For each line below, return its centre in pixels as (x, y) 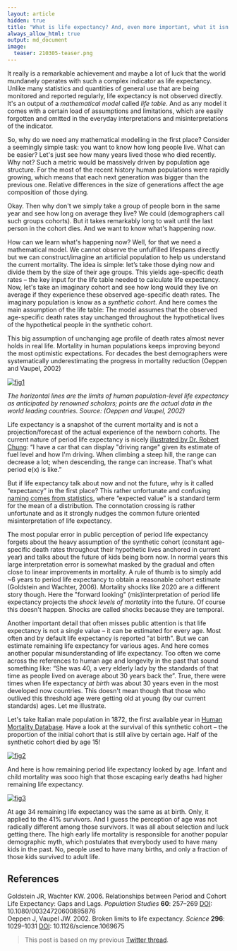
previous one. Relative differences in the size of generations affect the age (116, 184)
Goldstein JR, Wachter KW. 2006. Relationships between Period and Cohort (117, 896)
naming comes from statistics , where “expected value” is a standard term (114, 498)
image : (17, 47)
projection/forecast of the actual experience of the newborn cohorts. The (114, 432)
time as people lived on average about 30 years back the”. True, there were (117, 675)
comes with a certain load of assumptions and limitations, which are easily (115, 111)
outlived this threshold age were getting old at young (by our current (107, 698)
